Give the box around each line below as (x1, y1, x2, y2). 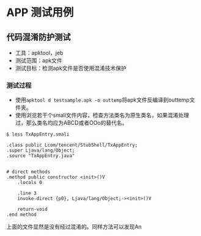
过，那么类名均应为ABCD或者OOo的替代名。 (15, 119, 128, 127)
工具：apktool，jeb (15, 50, 64, 56)
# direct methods (6, 169, 51, 175)
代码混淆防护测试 (6, 32, 71, 42)
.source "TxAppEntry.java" (6, 153, 75, 159)
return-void (17, 206, 48, 213)
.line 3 (17, 190, 37, 196)
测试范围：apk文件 (15, 57, 62, 64)
